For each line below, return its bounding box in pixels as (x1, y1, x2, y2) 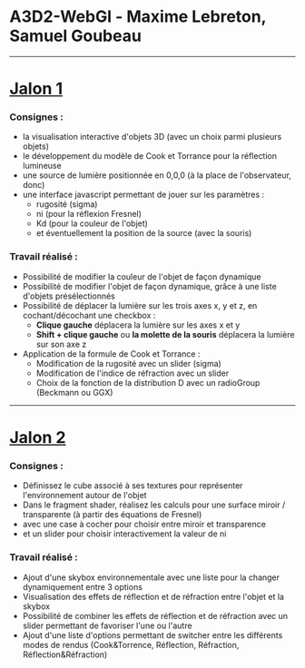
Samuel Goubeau (9, 25, 143, 46)
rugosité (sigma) (35, 199, 98, 210)
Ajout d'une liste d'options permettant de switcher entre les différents (22, 629, 283, 641)
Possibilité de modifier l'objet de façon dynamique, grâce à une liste (22, 280, 277, 291)
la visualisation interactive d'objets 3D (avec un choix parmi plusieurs (22, 132, 282, 142)
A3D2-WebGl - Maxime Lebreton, (9, 6, 266, 27)
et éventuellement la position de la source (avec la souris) (35, 228, 252, 239)
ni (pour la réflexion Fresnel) (35, 209, 143, 220)
